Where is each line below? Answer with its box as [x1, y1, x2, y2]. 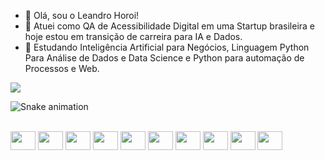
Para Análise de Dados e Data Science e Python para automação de [24, 52, 305, 64]
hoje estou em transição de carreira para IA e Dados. [24, 31, 243, 42]
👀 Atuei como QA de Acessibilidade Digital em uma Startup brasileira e [24, 20, 315, 32]
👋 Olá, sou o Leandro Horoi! [24, 10, 140, 21]
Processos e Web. [24, 63, 100, 74]
